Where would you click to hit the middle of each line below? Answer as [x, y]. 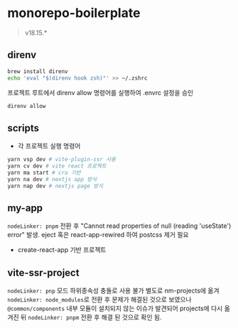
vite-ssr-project [43, 272]
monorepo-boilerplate [74, 13]
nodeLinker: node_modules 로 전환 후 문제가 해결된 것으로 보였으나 [99, 300]
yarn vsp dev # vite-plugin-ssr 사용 [61, 160]
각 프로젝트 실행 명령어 [49, 146]
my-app [25, 208]
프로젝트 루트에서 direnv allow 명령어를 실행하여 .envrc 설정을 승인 [101, 92]
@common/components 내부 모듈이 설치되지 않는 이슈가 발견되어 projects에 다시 [115, 308]
